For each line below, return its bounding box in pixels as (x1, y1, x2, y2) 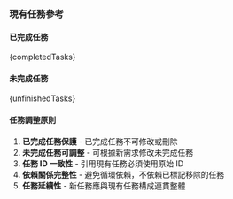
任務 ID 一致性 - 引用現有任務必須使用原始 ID (21, 157, 184, 169)
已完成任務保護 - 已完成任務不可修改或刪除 (21, 135, 179, 147)
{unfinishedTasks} (9, 93, 76, 103)
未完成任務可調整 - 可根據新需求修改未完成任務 (21, 147, 194, 157)
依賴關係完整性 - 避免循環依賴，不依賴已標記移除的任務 (21, 169, 225, 180)
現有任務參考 (9, 7, 65, 19)
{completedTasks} (9, 51, 77, 63)
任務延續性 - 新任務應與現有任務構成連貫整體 (21, 180, 186, 191)
